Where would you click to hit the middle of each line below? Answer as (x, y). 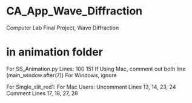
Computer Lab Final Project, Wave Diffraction (63, 28)
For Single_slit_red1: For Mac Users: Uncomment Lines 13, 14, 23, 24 (91, 87)
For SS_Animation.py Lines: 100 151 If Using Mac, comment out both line (96, 69)
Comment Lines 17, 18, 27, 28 (42, 93)
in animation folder (55, 52)
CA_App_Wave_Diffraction (74, 11)
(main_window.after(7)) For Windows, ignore (61, 75)
